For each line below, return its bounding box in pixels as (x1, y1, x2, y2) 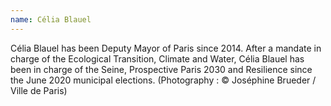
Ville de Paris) (10, 84, 68, 96)
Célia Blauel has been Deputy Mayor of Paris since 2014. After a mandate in (10, 42, 322, 54)
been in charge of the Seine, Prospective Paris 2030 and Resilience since (10, 63, 313, 75)
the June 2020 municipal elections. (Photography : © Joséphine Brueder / (10, 74, 317, 86)
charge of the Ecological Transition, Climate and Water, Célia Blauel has (10, 52, 305, 65)
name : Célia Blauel (10, 14, 92, 25)
